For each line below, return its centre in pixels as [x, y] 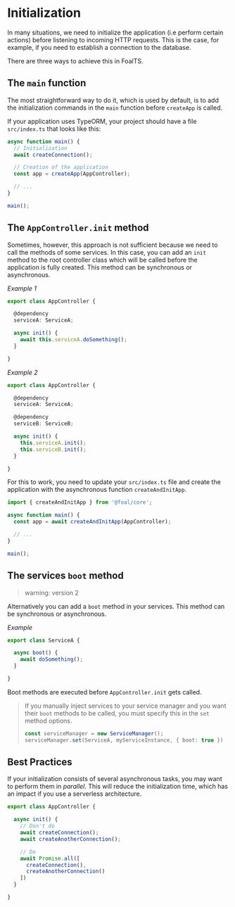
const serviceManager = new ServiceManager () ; [94, 733]
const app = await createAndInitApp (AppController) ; [93, 522]
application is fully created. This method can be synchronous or [100, 267]
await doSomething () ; [51, 659]
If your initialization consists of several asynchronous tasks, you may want [115, 779]
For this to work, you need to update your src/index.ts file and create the [114, 482]
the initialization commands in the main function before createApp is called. [115, 108]
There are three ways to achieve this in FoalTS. [75, 61]
